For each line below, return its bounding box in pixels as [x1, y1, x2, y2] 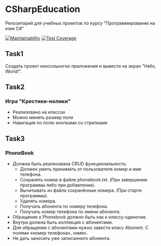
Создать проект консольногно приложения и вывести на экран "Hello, [5, 63, 156, 69]
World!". [5, 68, 22, 74]
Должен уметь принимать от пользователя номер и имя [19, 166, 141, 172]
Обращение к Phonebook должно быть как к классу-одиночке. [12, 214, 147, 220]
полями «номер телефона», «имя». [12, 230, 88, 236]
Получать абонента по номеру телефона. [19, 203, 108, 209]
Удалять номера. [19, 198, 56, 204]
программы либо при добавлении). [19, 182, 96, 188]
